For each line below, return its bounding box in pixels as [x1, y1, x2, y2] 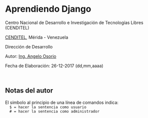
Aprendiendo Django [5, 3, 92, 15]
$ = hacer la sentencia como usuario [9, 104, 87, 110]
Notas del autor [5, 87, 53, 95]
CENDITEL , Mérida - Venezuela [5, 34, 69, 40]
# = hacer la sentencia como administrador [9, 109, 99, 114]
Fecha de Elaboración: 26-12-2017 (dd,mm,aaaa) [5, 63, 104, 69]
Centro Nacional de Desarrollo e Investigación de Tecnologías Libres [5, 20, 144, 25]
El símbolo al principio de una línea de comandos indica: [5, 99, 119, 105]
